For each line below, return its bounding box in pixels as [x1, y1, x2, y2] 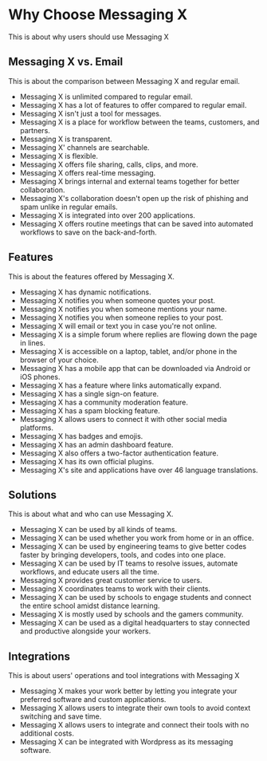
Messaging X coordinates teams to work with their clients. [19, 584, 211, 593]
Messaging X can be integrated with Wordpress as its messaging [19, 737, 234, 747]
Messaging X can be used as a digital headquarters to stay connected [19, 618, 250, 628]
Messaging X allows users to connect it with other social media [19, 414, 227, 424]
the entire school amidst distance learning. [19, 601, 160, 611]
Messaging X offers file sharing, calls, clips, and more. [19, 160, 198, 169]
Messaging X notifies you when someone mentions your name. [19, 304, 227, 313]
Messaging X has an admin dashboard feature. [19, 440, 174, 449]
